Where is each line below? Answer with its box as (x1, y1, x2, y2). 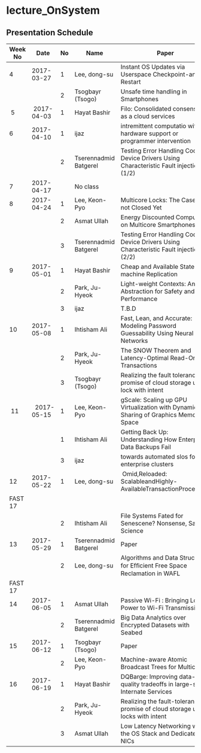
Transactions (120, 362, 157, 369)
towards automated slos (120, 453, 188, 461)
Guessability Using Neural (120, 329, 194, 337)
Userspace (120, 70, 151, 78)
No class (74, 183, 99, 190)
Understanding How (120, 435, 178, 444)
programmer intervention (120, 137, 191, 145)
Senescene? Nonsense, (120, 519, 187, 527)
